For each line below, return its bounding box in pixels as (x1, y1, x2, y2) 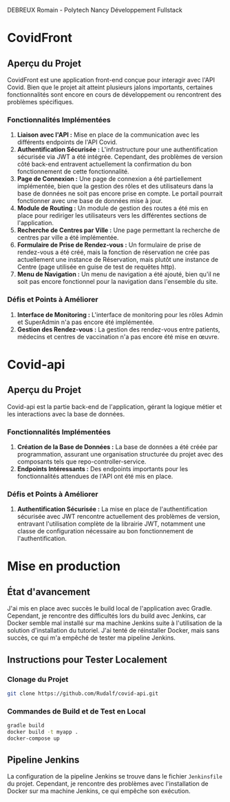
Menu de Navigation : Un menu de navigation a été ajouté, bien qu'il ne (17, 270, 220, 278)
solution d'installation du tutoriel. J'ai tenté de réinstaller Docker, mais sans (7, 627, 220, 635)
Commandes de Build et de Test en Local (7, 706, 146, 716)
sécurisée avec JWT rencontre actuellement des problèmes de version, (17, 513, 220, 521)
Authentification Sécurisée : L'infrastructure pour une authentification (17, 145, 218, 154)
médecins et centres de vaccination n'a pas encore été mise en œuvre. (17, 332, 220, 341)
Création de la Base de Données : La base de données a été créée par (17, 442, 218, 451)
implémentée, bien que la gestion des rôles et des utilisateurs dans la (17, 182, 213, 191)
